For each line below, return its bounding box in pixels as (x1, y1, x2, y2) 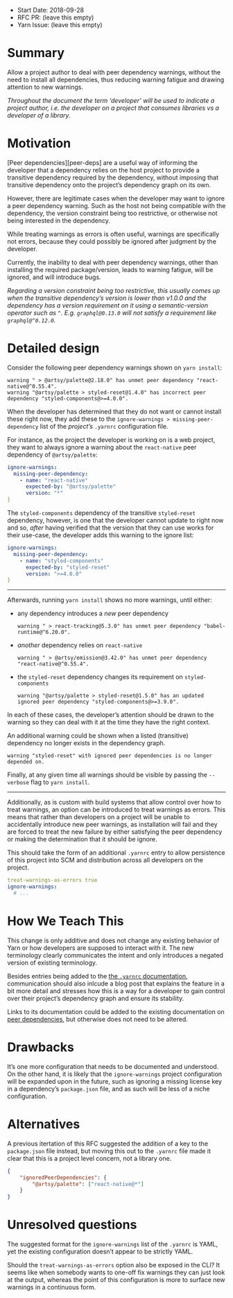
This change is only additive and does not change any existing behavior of (7, 936, 220, 944)
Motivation (7, 136, 71, 152)
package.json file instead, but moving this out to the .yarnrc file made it (7, 1146, 212, 1155)
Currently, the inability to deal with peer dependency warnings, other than (7, 258, 218, 267)
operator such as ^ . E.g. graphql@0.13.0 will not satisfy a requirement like (7, 308, 217, 317)
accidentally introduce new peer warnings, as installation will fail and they (7, 821, 218, 829)
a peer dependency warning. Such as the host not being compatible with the (7, 201, 226, 209)
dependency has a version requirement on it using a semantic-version (7, 301, 209, 309)
